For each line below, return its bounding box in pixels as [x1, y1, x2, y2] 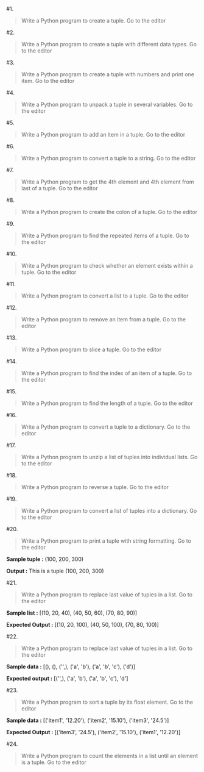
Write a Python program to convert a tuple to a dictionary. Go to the [21, 423, 191, 431]
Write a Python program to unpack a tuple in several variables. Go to [21, 101, 193, 108]
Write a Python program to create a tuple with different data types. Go [21, 41, 197, 48]
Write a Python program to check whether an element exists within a [21, 262, 193, 269]
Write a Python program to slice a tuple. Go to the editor [21, 346, 162, 353]
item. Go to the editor [21, 77, 75, 84]
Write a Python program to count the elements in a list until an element [21, 752, 199, 759]
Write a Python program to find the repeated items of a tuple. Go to [21, 232, 190, 239]
